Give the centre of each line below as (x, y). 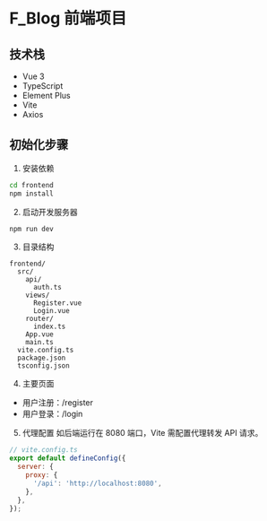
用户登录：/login (52, 414)
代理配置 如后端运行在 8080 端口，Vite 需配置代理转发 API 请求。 (142, 433)
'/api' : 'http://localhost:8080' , (98, 483)
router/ (39, 319)
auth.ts (47, 288)
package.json (42, 358)
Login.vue (51, 311)
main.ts (39, 343)
